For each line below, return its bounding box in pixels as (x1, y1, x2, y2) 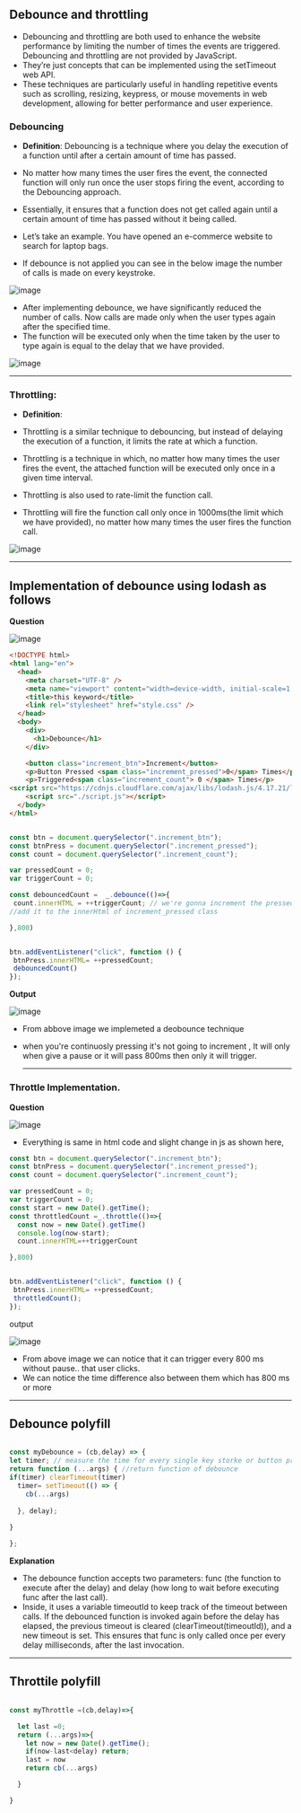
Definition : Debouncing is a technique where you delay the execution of (21, 141, 288, 152)
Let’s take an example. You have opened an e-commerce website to (21, 231, 273, 242)
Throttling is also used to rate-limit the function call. (21, 489, 213, 501)
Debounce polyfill (9, 1416, 111, 1431)
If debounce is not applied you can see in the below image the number (21, 258, 283, 268)
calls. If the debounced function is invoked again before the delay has (21, 1611, 280, 1622)
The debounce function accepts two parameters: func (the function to (21, 1573, 281, 1584)
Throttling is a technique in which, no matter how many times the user (21, 453, 280, 464)
